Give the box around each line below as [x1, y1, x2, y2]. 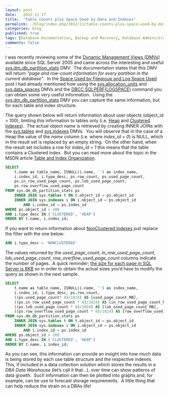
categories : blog [5, 26, 42, 31]
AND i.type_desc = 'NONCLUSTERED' [5, 241, 78, 246]
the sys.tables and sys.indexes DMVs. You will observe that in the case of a [5, 128, 162, 134]
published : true [5, 31, 39, 36]
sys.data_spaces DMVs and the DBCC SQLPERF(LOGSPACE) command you [5, 86, 162, 92]
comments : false [5, 40, 39, 45]
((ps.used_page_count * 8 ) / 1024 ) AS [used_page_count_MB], [14, 295, 138, 300]
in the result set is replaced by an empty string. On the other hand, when [5, 139, 157, 145]
